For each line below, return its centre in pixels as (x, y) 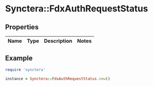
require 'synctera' (25, 70)
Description (58, 41)
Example (19, 58)
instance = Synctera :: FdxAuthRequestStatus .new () (58, 79)
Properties (22, 27)
